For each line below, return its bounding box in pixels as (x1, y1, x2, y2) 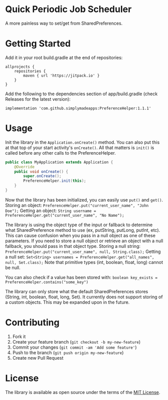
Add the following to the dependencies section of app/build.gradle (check (5, 91, 158, 97)
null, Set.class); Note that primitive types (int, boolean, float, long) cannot (5, 259, 163, 265)
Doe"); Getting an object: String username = (5, 208, 96, 214)
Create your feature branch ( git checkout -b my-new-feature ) (12, 339, 141, 345)
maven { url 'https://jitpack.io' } (23, 73, 100, 78)
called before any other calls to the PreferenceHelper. (5, 150, 116, 156)
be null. (5, 264, 21, 271)
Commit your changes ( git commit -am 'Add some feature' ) (12, 344, 137, 350)
